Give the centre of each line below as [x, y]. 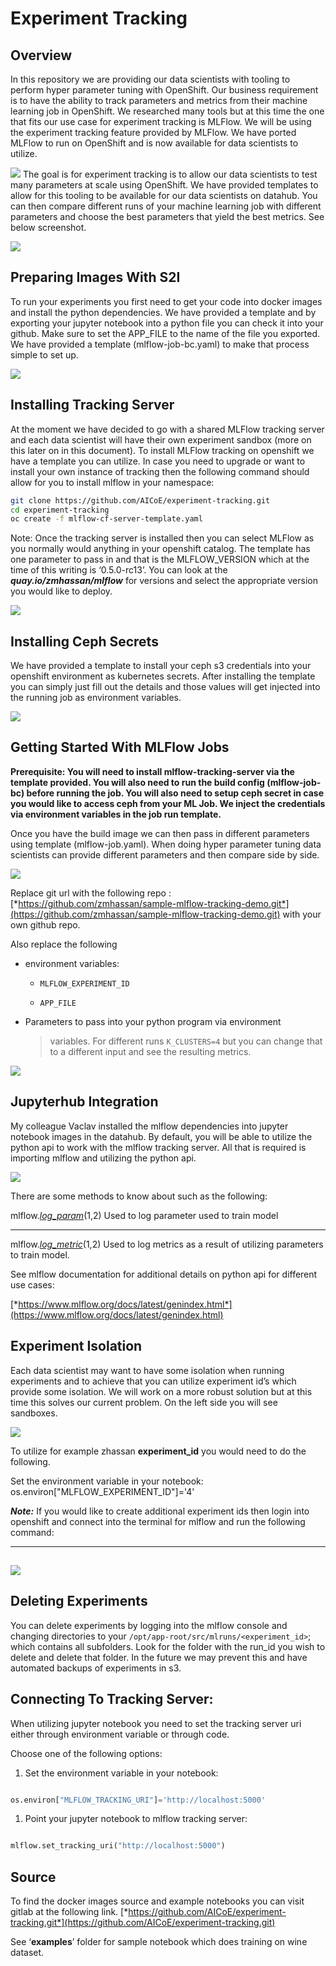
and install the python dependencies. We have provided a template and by [163, 312]
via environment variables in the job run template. [116, 814]
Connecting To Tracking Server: [112, 1699]
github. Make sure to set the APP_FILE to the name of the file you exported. [165, 333]
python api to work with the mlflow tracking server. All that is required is [158, 1147]
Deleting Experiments [79, 1601]
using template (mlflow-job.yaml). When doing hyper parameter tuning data [166, 844]
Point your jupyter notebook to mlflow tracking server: [136, 1819]
